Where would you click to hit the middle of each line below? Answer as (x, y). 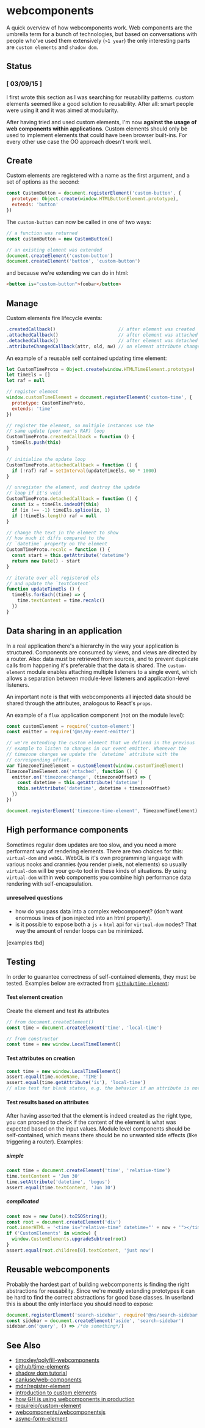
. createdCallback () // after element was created (101, 329)
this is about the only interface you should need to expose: (80, 1304)
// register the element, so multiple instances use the (80, 425)
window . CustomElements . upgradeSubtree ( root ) (69, 1239)
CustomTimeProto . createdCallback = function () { (71, 437)
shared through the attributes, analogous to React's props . (79, 703)
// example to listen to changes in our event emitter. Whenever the (97, 749)
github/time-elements (42, 1367)
